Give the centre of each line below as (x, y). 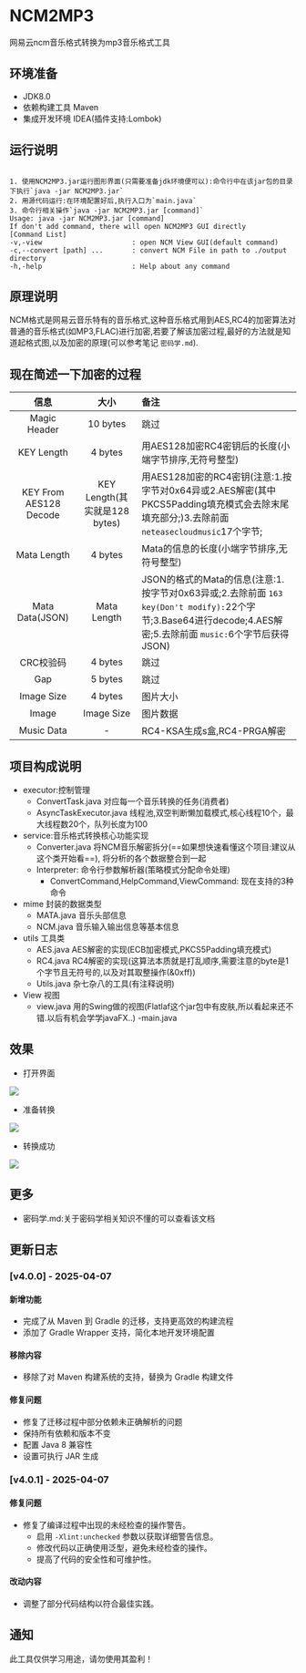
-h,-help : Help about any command (120, 266)
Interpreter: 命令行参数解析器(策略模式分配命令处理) (133, 870)
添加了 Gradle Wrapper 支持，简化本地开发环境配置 (119, 1333)
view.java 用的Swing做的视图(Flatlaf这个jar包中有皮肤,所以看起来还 (161, 1007)
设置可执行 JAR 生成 (61, 1456)
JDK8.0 (37, 96)
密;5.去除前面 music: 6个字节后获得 (215, 635)
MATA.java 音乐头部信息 (81, 915)
